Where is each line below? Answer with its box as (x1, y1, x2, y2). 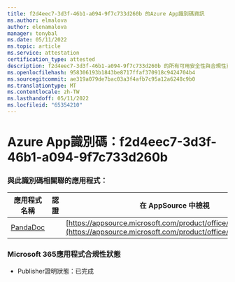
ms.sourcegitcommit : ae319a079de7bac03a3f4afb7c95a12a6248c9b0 (7, 75, 196, 83)
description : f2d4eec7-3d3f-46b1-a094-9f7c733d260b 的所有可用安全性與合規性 (7, 62, 227, 69)
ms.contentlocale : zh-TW (7, 88, 80, 95)
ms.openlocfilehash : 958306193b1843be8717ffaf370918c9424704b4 (7, 69, 196, 76)
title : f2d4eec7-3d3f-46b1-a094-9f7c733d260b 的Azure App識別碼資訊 (7, 10, 205, 18)
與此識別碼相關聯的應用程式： (7, 175, 108, 185)
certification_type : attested (7, 56, 96, 63)
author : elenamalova (7, 23, 68, 30)
